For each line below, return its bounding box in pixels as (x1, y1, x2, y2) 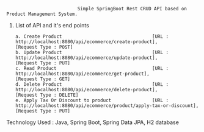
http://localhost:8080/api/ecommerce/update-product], (15, 55, 158, 61)
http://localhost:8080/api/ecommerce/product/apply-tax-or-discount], (15, 103, 199, 109)
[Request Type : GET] (15, 76, 70, 82)
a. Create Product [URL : (15, 33, 169, 40)
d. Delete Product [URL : (15, 82, 169, 88)
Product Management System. (6, 11, 78, 17)
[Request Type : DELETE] (15, 92, 79, 98)
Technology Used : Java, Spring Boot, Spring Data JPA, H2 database (6, 119, 179, 126)
